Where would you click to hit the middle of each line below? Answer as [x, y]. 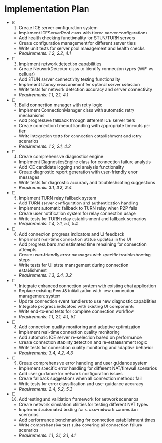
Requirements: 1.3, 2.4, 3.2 [45, 275]
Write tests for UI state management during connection [74, 265]
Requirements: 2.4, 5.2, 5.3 [46, 389]
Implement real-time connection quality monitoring [69, 332]
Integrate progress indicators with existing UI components [77, 306]
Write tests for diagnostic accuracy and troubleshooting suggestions [87, 182]
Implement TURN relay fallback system [58, 198]
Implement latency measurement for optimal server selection [79, 84]
